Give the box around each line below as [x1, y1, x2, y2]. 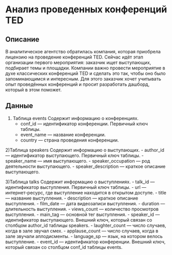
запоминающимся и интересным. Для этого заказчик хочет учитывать [5, 76, 162, 82]
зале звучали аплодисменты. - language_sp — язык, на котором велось [5, 233, 163, 239]
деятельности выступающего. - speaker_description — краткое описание [5, 163, 166, 169]
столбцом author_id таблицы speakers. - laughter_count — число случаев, [5, 222, 166, 228]
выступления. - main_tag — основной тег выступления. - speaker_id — [5, 211, 160, 218]
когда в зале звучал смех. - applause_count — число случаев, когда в [5, 227, 159, 234]
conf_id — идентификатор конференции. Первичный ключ [20, 121, 148, 127]
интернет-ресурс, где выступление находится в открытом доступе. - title [5, 189, 167, 195]
